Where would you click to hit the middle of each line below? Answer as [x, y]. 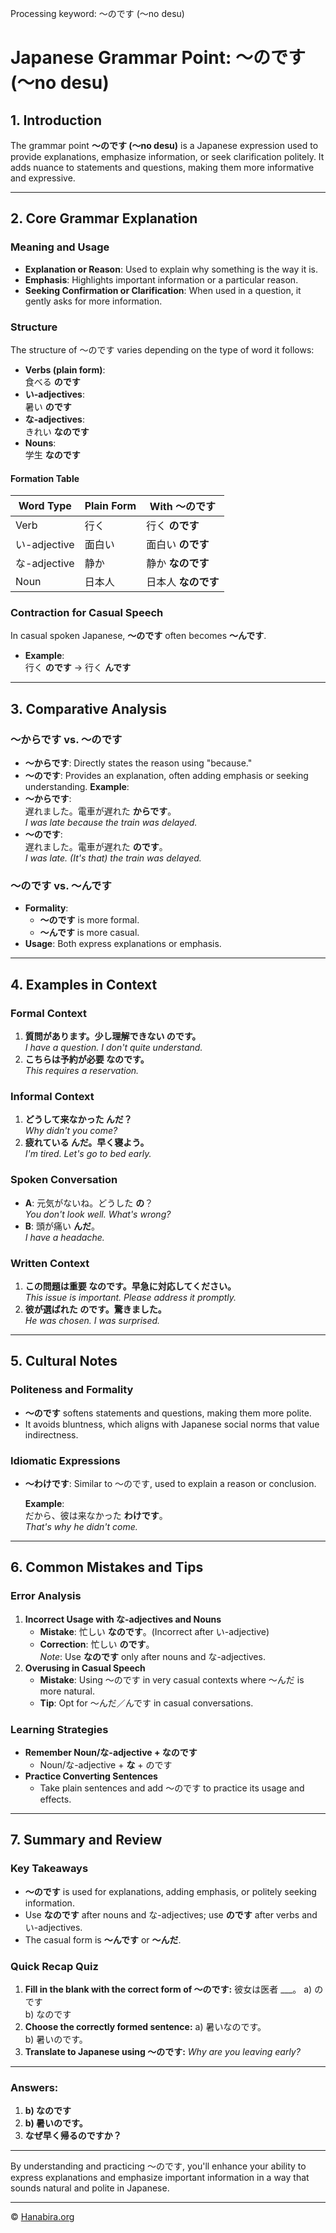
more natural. [67, 1691]
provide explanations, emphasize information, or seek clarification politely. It [167, 156]
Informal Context [52, 1097]
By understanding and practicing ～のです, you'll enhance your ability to [158, 2166]
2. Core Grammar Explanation [104, 218]
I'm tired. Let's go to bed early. [88, 1154]
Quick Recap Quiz [54, 1966]
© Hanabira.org [42, 2217]
